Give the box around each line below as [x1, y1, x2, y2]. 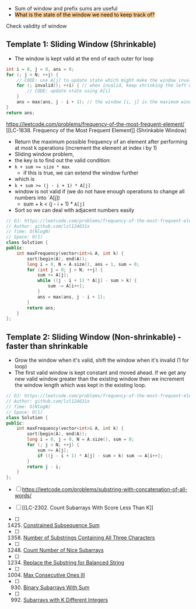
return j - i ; [27, 464, 61, 470]
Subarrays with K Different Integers [23, 597, 108, 604]
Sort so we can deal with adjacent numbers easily [14, 206, 135, 213]
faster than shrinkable [6, 341, 89, 351]
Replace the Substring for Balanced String [23, 559, 124, 566]
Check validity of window [6, 23, 67, 29]
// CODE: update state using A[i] [27, 88, 111, 94]
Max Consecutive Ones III [23, 572, 85, 579]
